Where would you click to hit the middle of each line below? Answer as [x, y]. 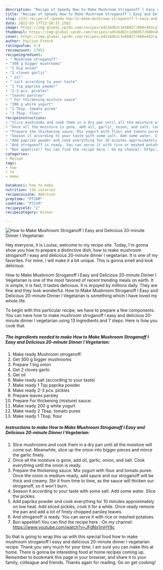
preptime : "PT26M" [24, 199]
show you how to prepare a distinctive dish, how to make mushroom [74, 250]
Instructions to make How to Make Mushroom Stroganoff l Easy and [75, 427]
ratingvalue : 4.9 [23, 46]
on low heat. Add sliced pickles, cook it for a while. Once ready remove [83, 507]
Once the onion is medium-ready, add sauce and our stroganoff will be [83, 476]
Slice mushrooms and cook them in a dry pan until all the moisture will [82, 445]
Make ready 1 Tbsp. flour [37, 416]
